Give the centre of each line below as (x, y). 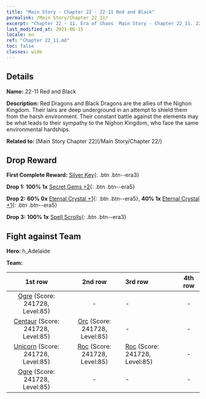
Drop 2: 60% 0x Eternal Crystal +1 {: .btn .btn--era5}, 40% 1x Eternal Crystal (103, 199)
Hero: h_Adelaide (28, 251)
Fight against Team (44, 236)
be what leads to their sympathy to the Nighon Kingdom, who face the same (103, 122)
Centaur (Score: (36, 321)
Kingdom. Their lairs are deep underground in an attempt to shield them (97, 110)
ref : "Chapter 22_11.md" (38, 40)
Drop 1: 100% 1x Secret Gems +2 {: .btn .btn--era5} (71, 187)
